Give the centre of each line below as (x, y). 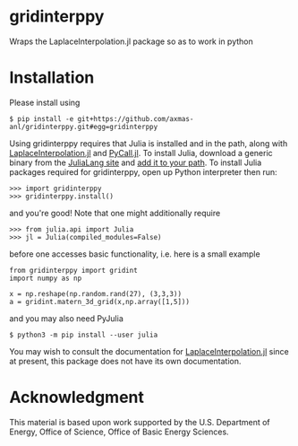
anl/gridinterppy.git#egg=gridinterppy (84, 127)
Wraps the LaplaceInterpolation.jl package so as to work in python (131, 41)
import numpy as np (46, 278)
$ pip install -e (42, 118)
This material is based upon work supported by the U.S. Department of (140, 422)
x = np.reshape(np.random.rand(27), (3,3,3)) (95, 293)
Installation (52, 78)
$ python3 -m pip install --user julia (84, 335)
